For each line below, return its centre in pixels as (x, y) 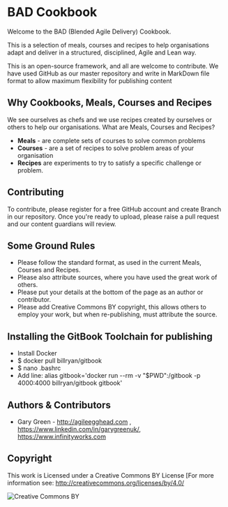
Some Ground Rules (51, 245)
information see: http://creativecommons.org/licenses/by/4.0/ (96, 483)
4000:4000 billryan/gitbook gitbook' (70, 383)
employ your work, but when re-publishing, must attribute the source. (117, 314)
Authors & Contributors (59, 405)
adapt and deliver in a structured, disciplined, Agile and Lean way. (102, 52)
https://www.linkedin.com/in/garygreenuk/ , (79, 429)
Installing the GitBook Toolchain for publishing (110, 336)
